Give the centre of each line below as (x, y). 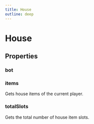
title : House (18, 10)
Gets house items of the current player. (44, 94)
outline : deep (19, 14)
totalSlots (17, 106)
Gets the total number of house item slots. (47, 117)
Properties (21, 56)
